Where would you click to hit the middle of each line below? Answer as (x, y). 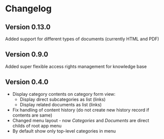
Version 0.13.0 (28, 27)
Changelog (28, 9)
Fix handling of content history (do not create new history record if (81, 110)
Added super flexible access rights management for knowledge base (76, 66)
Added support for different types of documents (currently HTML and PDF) (82, 39)
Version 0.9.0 (27, 54)
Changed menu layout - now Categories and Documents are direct (81, 120)
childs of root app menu (37, 126)
